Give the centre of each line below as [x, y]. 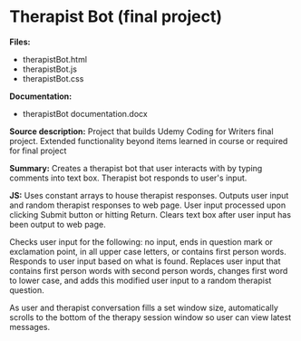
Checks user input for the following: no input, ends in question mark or [141, 241]
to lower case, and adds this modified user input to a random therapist [141, 280]
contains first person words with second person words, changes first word [149, 270]
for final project [38, 151]
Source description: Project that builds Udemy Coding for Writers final [141, 131]
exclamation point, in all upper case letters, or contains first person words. [148, 251]
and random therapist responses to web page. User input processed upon [148, 205]
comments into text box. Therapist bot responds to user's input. [128, 178]
